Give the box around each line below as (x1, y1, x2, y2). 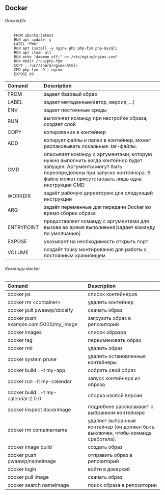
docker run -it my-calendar (7, 378, 72, 385)
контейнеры (87, 358, 117, 365)
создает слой (43, 120, 76, 127)
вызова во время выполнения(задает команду (43, 223, 156, 230)
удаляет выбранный (87, 417, 136, 424)
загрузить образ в (87, 314, 131, 321)
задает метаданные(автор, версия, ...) (43, 98, 135, 105)
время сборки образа (43, 210, 96, 217)
